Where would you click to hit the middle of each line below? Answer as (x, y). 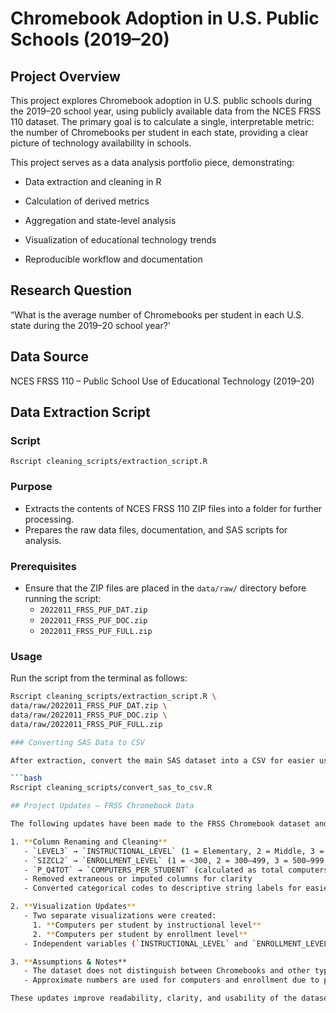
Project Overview (65, 76)
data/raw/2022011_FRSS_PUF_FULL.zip (86, 724)
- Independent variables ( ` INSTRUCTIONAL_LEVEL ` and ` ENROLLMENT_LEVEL (176, 943)
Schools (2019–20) (90, 39)
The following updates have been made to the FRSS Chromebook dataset (160, 824)
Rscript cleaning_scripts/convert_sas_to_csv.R (111, 788)
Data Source (49, 357)
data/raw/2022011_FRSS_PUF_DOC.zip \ (89, 715)
